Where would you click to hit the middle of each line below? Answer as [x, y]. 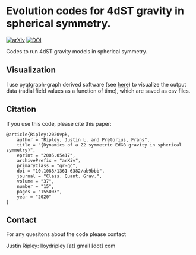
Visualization [31, 70]
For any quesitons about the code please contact [66, 234]
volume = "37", [36, 181]
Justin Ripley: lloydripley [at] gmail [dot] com [61, 246]
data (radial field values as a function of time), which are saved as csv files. [98, 91]
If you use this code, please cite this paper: [59, 123]
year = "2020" [34, 197]
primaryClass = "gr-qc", [48, 165]
